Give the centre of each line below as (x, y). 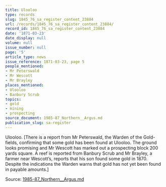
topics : (13, 99)
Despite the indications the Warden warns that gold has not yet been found (83, 164)
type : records (20, 15)
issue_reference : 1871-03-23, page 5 (45, 62)
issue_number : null (26, 48)
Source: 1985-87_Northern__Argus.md (45, 179)
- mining (14, 109)
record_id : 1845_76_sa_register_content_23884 (55, 29)
